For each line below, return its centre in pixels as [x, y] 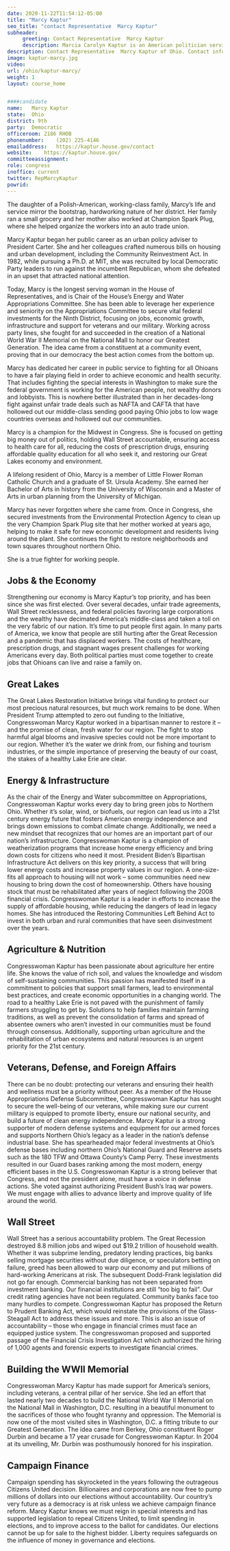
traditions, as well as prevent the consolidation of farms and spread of [106, 1017]
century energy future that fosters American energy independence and [107, 819]
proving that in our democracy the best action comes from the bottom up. [111, 354]
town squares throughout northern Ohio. [64, 546]
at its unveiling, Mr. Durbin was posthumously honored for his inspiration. [110, 1444]
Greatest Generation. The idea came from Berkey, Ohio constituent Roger [111, 1430]
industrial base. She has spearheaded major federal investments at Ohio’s [111, 1142]
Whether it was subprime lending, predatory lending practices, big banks [110, 1253]
